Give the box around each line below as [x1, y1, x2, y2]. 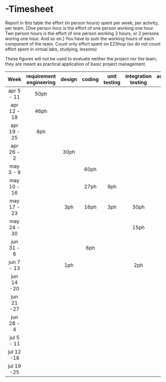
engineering [26, 79, 56, 86]
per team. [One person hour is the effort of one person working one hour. [5, 25, 155, 31]
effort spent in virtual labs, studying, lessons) [5, 46, 97, 52]
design [60, 76, 78, 83]
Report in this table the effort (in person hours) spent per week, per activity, [5, 20, 159, 26]
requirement [26, 73, 56, 80]
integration [125, 73, 152, 80]
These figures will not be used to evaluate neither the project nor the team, [5, 55, 157, 61]
